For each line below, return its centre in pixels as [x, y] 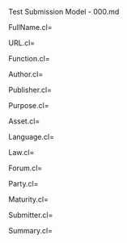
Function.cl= [29, 59]
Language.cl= [32, 137]
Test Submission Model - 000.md [64, 12]
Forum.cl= [25, 168]
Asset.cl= [24, 121]
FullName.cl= [30, 27]
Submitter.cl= [31, 215]
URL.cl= [22, 43]
